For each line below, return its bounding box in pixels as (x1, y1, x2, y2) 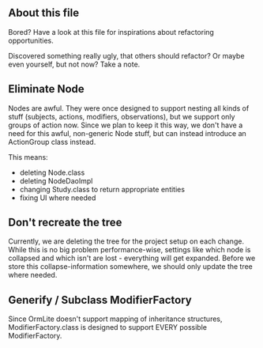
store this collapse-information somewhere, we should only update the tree (8, 262, 253, 271)
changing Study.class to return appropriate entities (19, 184, 186, 194)
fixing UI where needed (19, 193, 96, 202)
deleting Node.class (19, 168, 85, 177)
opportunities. (8, 36, 54, 45)
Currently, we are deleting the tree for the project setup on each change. (8, 236, 245, 246)
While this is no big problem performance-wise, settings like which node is (8, 245, 251, 255)
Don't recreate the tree (8, 216, 122, 229)
